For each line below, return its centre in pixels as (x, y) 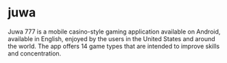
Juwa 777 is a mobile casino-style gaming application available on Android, (114, 32)
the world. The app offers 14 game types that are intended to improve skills (114, 46)
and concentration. (35, 53)
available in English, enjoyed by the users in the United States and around (111, 38)
